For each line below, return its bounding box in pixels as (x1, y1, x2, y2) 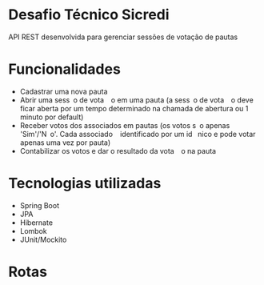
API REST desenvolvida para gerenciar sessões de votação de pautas (8, 32, 238, 42)
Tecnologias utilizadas (8, 175, 162, 193)
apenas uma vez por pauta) (19, 138, 111, 147)
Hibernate (19, 218, 54, 227)
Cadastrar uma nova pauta (19, 86, 108, 96)
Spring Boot (19, 200, 60, 210)
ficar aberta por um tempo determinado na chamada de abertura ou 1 (19, 103, 249, 113)
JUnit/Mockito (19, 235, 67, 244)
